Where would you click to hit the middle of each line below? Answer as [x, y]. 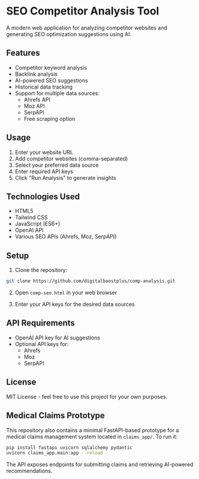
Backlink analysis [36, 74]
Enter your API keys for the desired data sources [75, 304]
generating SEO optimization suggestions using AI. [69, 34]
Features [23, 53]
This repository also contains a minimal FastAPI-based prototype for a [93, 430]
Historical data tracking [44, 87]
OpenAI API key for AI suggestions [58, 338]
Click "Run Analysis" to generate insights [65, 178]
